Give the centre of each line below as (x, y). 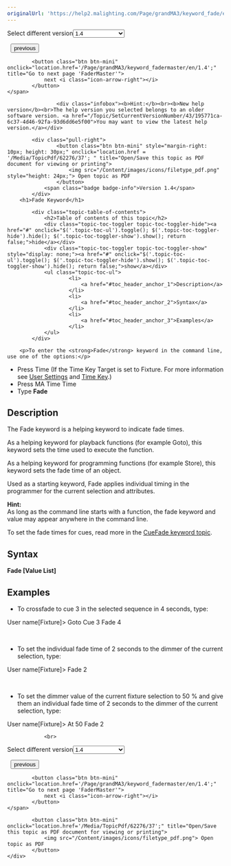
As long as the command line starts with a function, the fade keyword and (111, 512)
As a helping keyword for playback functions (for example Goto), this (104, 443)
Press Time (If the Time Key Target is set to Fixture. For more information (120, 369)
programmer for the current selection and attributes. (81, 491)
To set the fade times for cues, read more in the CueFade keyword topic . (110, 532)
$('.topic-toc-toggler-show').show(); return (120, 236)
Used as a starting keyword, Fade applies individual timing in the (98, 484)
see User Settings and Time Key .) (64, 376)
